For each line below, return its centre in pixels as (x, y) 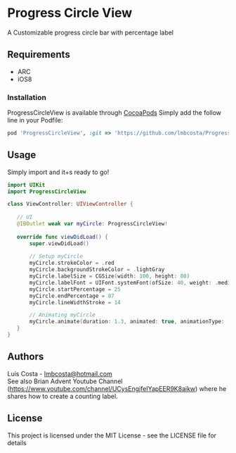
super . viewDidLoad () (59, 243)
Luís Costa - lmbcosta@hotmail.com (60, 373)
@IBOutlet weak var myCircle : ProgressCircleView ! (92, 224)
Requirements (39, 55)
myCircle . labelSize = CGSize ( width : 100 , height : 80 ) (110, 276)
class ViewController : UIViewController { (70, 204)
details (17, 442)
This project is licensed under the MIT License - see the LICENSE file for (112, 435)
